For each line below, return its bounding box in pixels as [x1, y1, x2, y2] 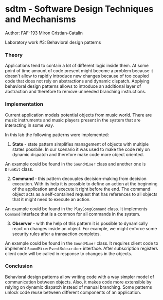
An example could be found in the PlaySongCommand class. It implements [5, 206, 147, 212]
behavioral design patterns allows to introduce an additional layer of [5, 83, 141, 89]
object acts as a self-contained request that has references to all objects [12, 191, 158, 197]
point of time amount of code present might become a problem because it [5, 68, 153, 74]
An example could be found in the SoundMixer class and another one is [5, 161, 146, 167]
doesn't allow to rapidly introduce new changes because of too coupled [5, 73, 149, 79]
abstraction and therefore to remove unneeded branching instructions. [5, 89, 146, 95]
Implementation [5, 101, 44, 108]
